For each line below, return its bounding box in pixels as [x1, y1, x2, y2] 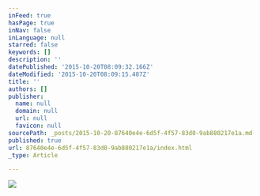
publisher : [8, 92, 44, 100]
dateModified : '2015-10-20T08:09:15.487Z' [8, 70, 150, 78]
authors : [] [8, 85, 47, 93]
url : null [15, 115, 47, 122]
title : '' [8, 77, 41, 85]
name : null [15, 100, 51, 107]
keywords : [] [8, 48, 51, 56]
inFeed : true [8, 11, 51, 20]
